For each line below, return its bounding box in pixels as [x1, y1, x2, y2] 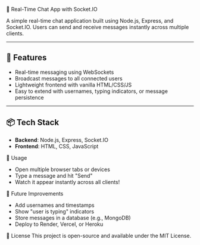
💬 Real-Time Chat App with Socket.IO [6, 6, 98, 13]
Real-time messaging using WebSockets [14, 69, 114, 76]
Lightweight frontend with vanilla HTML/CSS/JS [14, 81, 132, 88]
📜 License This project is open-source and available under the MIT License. [6, 232, 192, 239]
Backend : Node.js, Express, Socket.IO [14, 136, 109, 143]
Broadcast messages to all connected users [14, 75, 123, 82]
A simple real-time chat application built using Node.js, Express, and [6, 17, 174, 24]
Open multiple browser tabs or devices [14, 166, 110, 173]
